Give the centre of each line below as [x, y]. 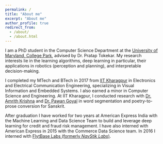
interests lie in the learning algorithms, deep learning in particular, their [76, 61]
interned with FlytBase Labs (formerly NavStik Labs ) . [58, 136]
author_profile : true [27, 23]
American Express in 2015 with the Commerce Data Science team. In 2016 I [80, 131]
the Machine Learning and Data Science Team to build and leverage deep [78, 120]
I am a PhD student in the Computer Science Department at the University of [81, 50]
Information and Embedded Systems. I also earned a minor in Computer [77, 91]
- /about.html [24, 37]
